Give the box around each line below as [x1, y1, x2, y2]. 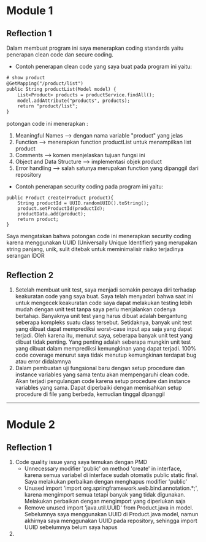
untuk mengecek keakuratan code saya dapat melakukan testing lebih [15, 299, 193, 306]
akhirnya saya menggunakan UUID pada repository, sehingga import [24, 517, 197, 524]
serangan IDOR [6, 252, 45, 260]
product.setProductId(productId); [17, 206, 105, 212]
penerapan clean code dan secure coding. [6, 51, 113, 58]
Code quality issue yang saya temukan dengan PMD [15, 458, 148, 465]
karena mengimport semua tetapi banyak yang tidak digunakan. [24, 490, 186, 498]
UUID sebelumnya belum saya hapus [24, 523, 118, 531]
